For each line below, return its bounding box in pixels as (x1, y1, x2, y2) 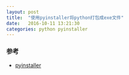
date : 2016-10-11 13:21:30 (6, 20, 80, 26)
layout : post (6, 9, 39, 15)
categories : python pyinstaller (6, 26, 88, 32)
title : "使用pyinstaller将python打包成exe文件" (6, 15, 124, 21)
